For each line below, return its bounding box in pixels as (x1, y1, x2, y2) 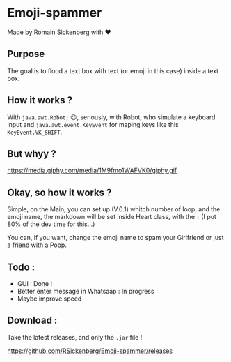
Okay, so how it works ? (7, 186, 112, 198)
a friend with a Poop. (7, 241, 67, 249)
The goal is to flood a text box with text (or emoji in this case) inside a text (7, 66, 219, 75)
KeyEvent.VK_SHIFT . (7, 128, 63, 136)
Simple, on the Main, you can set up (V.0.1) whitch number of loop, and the (7, 205, 221, 213)
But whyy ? (7, 148, 57, 160)
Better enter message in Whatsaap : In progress (17, 287, 154, 295)
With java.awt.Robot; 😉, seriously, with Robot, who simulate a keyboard (7, 113, 216, 121)
